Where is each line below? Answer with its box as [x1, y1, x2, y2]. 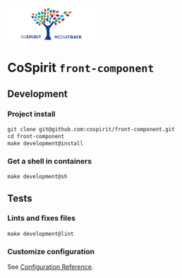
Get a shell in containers [7, 156, 92, 166]
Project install [7, 109, 56, 119]
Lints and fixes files [7, 213, 76, 223]
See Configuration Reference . [7, 262, 94, 271]
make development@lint [7, 230, 74, 237]
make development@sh [7, 173, 68, 181]
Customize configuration [7, 246, 95, 256]
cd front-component [7, 133, 65, 140]
